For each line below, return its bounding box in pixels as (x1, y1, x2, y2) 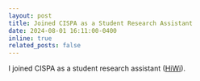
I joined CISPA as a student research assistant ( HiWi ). (8, 63, 186, 73)
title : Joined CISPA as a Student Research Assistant (8, 19, 194, 27)
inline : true (8, 34, 52, 43)
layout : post (8, 11, 52, 20)
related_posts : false (8, 42, 81, 50)
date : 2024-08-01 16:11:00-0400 (8, 26, 117, 34)
